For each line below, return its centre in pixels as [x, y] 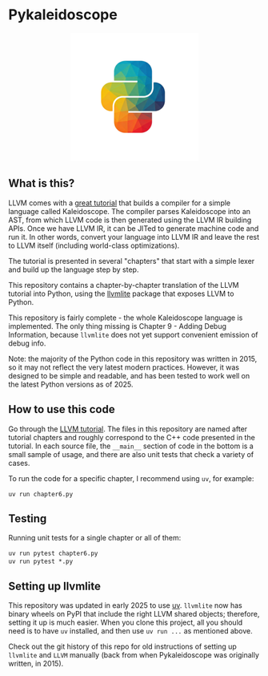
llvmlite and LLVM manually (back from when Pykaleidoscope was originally [134, 655]
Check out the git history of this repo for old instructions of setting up [123, 646]
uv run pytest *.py [41, 562]
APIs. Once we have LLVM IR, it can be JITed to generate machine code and [134, 228]
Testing [28, 518]
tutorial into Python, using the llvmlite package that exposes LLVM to [121, 293]
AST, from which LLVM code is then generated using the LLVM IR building [130, 220]
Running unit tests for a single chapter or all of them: [95, 538]
